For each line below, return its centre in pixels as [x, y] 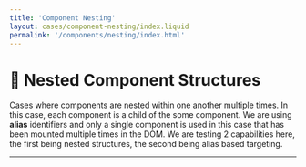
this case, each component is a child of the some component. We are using [151, 115]
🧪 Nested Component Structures [135, 80]
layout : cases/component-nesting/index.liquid [99, 26]
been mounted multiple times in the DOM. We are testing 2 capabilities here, [153, 134]
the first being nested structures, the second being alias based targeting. [146, 144]
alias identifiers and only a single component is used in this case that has [147, 125]
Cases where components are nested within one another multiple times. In [149, 105]
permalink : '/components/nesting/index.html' [97, 35]
